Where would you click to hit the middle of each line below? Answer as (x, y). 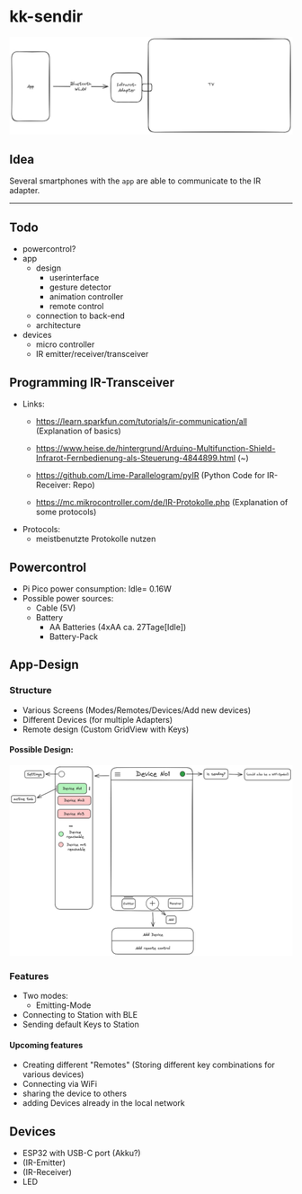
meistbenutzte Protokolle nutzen (96, 539)
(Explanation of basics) (78, 431)
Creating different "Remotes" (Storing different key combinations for (149, 1065)
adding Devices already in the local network (104, 1103)
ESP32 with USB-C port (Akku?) (81, 1154)
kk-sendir (46, 17)
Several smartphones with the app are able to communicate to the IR (135, 181)
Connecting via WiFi (59, 1084)
